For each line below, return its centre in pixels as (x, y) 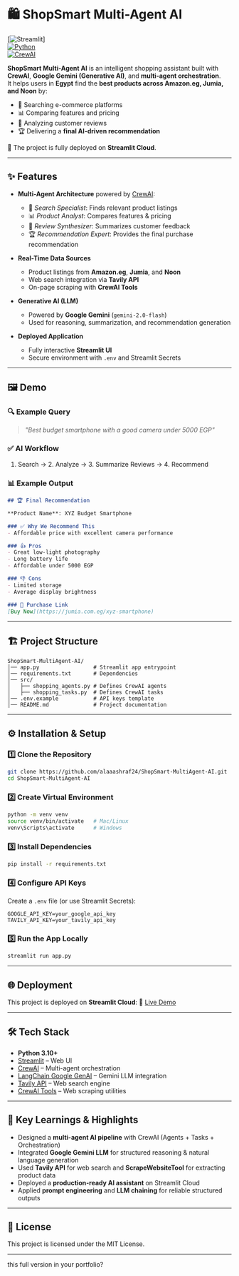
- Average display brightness (52, 592)
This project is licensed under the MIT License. (76, 1244)
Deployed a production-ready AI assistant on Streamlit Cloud (109, 1183)
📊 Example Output (40, 483)
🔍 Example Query (39, 412)
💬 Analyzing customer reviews (62, 123)
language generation (48, 1160)
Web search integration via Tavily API (84, 279)
